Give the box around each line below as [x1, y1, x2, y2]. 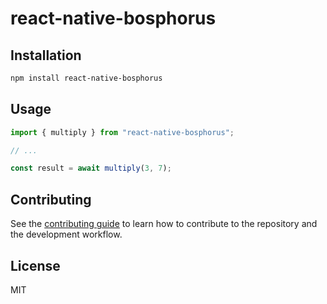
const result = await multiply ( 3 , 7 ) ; [10, 163, 172, 174]
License [10, 257, 61, 274]
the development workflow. [10, 228, 123, 241]
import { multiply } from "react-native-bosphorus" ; [10, 127, 235, 137]
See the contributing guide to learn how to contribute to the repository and [10, 218, 318, 230]
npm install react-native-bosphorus [10, 73, 163, 83]
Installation [10, 47, 82, 64]
